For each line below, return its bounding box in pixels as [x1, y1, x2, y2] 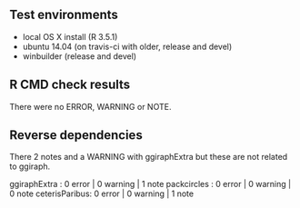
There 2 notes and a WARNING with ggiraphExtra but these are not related [9, 152, 288, 163]
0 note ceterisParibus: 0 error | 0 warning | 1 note [9, 188, 194, 199]
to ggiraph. [9, 161, 51, 172]
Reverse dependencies [9, 127, 143, 144]
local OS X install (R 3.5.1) [22, 31, 118, 42]
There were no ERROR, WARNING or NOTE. [9, 101, 172, 112]
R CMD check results [9, 77, 131, 93]
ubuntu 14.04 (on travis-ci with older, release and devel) [22, 41, 233, 52]
